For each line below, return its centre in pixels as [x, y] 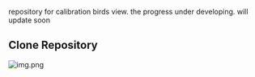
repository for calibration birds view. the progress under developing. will [128, 12]
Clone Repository [53, 45]
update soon [30, 20]
